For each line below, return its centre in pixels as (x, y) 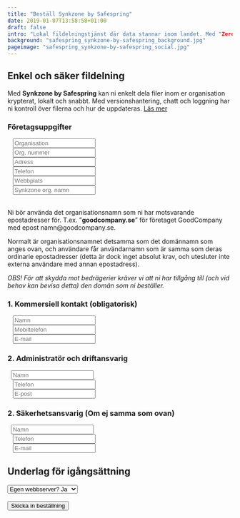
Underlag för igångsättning (69, 472)
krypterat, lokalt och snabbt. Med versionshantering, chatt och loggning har (119, 101)
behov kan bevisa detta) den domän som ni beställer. (86, 285)
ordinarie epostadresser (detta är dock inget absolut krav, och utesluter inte (119, 257)
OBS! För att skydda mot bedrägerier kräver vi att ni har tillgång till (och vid (119, 278)
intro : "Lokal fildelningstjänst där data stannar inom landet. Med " (115, 34)
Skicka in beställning (38, 506)
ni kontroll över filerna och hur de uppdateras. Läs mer (87, 108)
